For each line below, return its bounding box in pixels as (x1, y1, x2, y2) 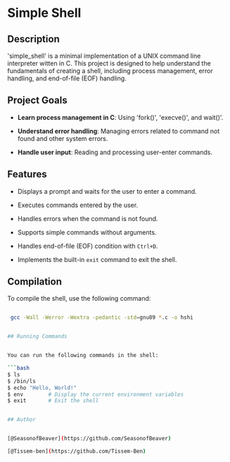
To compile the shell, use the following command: (7, 294, 151, 303)
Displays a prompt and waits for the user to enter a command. (17, 187, 197, 195)
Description (7, 33, 60, 45)
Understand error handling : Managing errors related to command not (17, 127, 220, 135)
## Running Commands (7, 333, 68, 340)
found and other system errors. (17, 134, 108, 142)
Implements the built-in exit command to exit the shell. (17, 255, 177, 263)
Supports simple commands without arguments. (17, 227, 157, 237)
